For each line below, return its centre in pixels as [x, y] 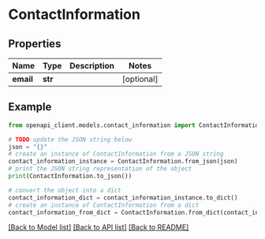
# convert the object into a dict [65, 190]
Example [30, 107]
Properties [35, 44]
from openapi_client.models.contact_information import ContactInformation [135, 125]
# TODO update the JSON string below [70, 140]
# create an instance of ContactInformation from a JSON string [116, 154]
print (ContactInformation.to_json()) [70, 176]
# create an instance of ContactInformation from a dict [104, 205]
